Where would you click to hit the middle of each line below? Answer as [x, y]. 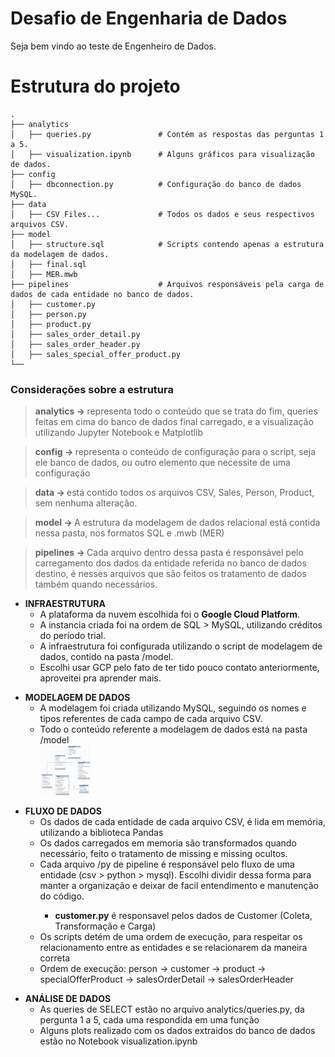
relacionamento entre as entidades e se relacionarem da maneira [173, 948]
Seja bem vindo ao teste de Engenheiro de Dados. [113, 46]
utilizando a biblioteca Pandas [101, 833]
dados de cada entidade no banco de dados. [102, 294]
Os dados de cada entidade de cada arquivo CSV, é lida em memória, [182, 822]
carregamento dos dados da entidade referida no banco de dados [170, 563]
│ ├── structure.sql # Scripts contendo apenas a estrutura [167, 244]
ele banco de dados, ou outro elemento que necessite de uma [162, 463]
